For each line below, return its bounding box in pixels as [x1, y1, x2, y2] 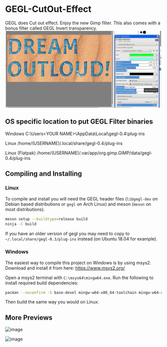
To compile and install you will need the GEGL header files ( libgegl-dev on [5, 196, 158, 202]
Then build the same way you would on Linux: [5, 299, 99, 305]
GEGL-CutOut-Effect [5, 3, 92, 15]
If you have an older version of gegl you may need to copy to [5, 231, 130, 237]
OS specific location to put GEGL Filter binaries [5, 118, 153, 126]
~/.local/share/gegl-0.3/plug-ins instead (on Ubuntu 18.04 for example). [5, 236, 158, 242]
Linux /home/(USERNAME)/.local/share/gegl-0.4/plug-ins [5, 140, 123, 146]
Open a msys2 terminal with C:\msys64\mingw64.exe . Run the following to [5, 275, 154, 280]
